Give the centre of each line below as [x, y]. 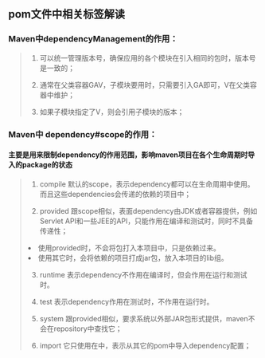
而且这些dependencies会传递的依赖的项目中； [115, 194]
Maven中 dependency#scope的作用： [83, 134]
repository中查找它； [88, 328]
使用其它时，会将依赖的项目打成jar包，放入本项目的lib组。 [133, 258]
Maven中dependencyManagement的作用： [93, 39]
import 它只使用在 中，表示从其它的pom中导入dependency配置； [145, 345]
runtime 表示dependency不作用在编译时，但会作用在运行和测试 [144, 274]
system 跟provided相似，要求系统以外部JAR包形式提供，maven [144, 318]
